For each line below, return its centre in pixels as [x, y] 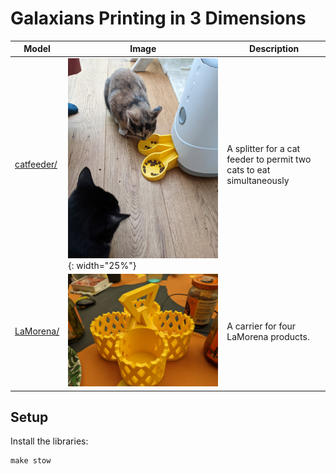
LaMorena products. [268, 336]
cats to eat [248, 169]
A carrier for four [261, 326]
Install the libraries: [49, 441]
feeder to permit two [269, 159]
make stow [31, 461]
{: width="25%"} [102, 265]
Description [274, 49]
